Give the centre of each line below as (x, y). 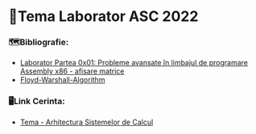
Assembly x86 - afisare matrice (72, 71)
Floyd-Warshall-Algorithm (62, 80)
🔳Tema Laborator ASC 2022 (103, 17)
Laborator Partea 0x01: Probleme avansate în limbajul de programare (134, 63)
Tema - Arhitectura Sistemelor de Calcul (87, 122)
